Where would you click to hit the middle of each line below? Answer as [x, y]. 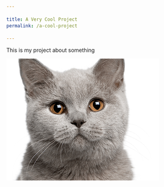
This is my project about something [51, 50]
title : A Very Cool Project [42, 19]
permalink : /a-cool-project [42, 26]
